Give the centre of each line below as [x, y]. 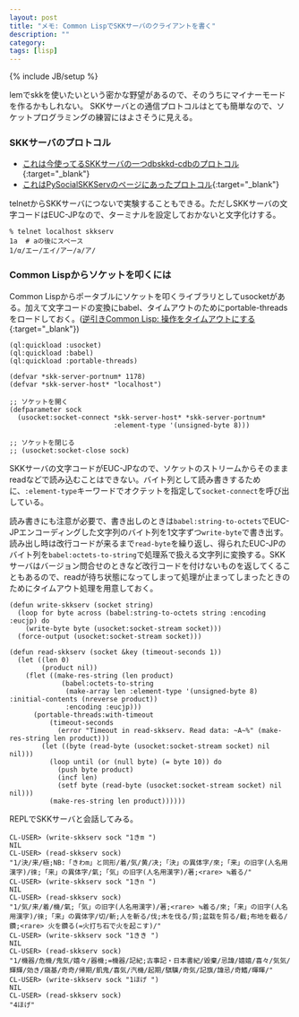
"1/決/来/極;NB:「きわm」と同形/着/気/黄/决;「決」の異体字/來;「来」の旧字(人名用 [149, 862]
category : [28, 43]
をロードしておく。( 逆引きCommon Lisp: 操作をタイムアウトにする [132, 318]
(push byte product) [95, 770]
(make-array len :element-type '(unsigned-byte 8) [162, 691]
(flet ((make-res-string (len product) [100, 676]
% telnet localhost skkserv [62, 232]
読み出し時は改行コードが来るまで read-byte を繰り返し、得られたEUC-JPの [148, 543]
